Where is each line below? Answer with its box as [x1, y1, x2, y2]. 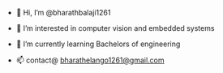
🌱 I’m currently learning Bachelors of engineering [15, 39, 181, 49]
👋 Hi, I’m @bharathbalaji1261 [15, 8, 111, 17]
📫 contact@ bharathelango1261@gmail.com [15, 55, 165, 65]
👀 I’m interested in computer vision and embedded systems [15, 24, 215, 32]
